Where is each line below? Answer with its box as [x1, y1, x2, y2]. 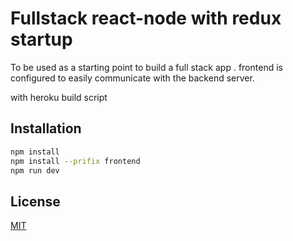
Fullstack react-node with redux [10, 7, 282, 30]
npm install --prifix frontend [10, 156, 141, 166]
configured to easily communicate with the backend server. [10, 72, 255, 84]
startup [10, 28, 73, 51]
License [10, 193, 61, 210]
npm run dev [10, 165, 60, 176]
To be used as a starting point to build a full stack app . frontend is [10, 61, 283, 73]
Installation [10, 120, 82, 137]
